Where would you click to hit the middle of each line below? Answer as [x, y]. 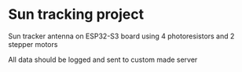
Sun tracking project [76, 14]
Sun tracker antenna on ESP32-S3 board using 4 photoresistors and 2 [121, 36]
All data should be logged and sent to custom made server [103, 59]
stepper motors [33, 44]
